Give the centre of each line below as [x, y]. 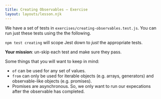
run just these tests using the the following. [48, 33]
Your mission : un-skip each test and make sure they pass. [64, 52]
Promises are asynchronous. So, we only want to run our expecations [81, 86]
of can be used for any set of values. [49, 70]
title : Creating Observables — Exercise [47, 9]
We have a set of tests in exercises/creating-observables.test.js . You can [81, 28]
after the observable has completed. [48, 91]
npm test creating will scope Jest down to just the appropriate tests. [74, 42]
